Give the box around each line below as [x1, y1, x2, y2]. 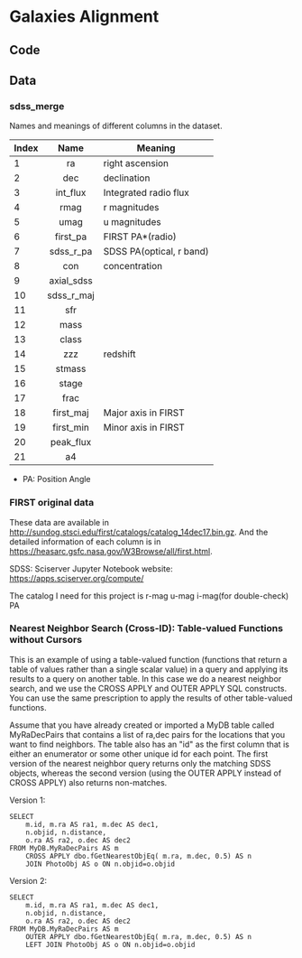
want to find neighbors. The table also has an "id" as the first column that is [9, 739, 290, 749]
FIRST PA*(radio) [103, 230, 178, 243]
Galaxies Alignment [9, 6, 160, 27]
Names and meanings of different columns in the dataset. [9, 120, 223, 132]
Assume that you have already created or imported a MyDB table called [9, 720, 275, 730]
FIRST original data [9, 497, 95, 509]
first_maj [52, 406, 89, 419]
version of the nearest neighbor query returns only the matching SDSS [9, 758, 271, 768]
